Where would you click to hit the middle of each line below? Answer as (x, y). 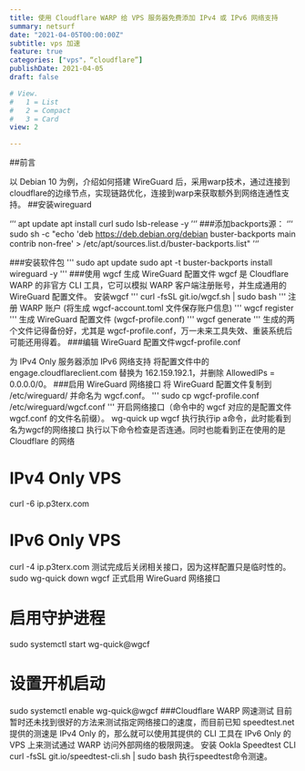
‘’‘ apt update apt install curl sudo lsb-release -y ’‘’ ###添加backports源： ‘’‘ (151, 224)
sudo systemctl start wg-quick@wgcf (80, 644)
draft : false (34, 77)
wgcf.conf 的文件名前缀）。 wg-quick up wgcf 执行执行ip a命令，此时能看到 (150, 419)
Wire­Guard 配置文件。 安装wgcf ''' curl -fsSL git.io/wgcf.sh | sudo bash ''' (148, 297)
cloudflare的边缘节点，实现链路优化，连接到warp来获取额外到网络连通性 (146, 193)
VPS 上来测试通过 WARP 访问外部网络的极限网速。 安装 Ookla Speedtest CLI (152, 745)
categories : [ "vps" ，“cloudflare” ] (76, 60)
